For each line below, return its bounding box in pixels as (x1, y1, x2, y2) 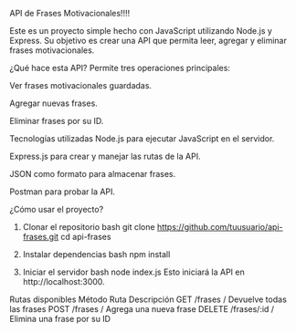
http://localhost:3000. (22, 276, 105, 286)
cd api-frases (60, 232, 111, 242)
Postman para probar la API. (9, 186, 116, 197)
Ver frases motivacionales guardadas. (9, 80, 153, 90)
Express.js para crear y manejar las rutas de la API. (9, 151, 201, 161)
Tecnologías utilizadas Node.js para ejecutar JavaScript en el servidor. (9, 133, 275, 144)
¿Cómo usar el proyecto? (9, 204, 104, 214)
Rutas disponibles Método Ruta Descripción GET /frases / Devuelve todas (9, 294, 288, 305)
